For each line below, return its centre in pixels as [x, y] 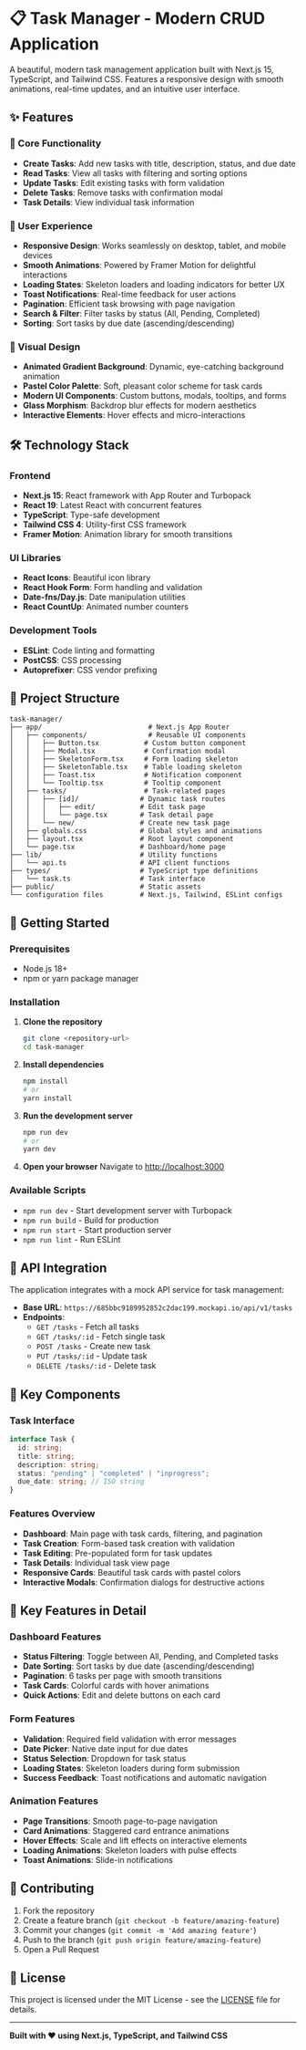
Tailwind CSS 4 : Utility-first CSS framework [104, 524]
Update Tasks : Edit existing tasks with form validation [123, 182]
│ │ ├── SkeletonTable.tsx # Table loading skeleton [126, 767]
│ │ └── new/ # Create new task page [120, 823]
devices [37, 255]
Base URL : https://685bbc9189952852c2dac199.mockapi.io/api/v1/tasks [158, 1307]
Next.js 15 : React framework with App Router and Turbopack [137, 495]
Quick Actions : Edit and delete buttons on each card [122, 1695]
